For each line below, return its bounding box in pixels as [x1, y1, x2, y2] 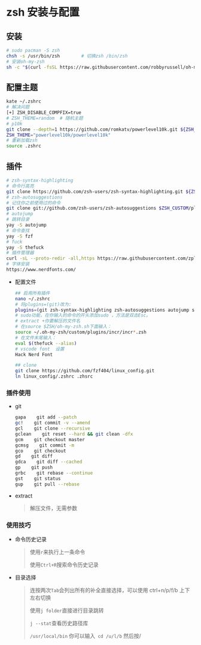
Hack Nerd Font [14, 351, 53, 357]
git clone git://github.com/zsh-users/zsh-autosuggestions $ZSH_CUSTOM [6, 205, 188, 212]
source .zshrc [6, 143, 42, 149]
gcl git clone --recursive [14, 426, 91, 432]
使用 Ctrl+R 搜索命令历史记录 [29, 561, 99, 568]
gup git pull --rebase [14, 481, 80, 487]
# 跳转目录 [6, 216, 30, 222]
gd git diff [14, 453, 53, 459]
